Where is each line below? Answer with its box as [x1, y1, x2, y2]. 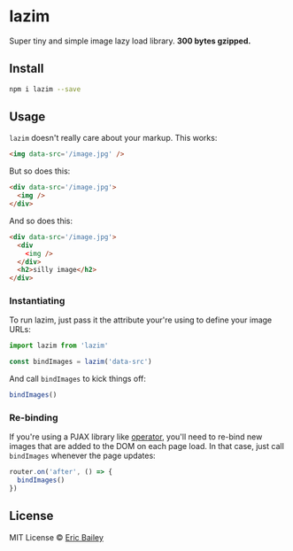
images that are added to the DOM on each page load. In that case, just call [9, 441, 285, 452]
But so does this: [9, 166, 71, 176]
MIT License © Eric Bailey [9, 532, 104, 542]
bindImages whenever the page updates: [9, 450, 157, 462]
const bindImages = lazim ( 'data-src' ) [9, 357, 152, 367]
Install [9, 61, 44, 76]
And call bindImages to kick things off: [9, 374, 146, 384]
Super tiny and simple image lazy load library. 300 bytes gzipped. [9, 35, 251, 46]
